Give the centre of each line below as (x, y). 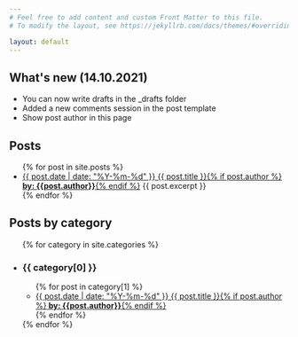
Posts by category (61, 223)
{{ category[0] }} (59, 267)
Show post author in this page (77, 118)
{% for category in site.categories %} (90, 244)
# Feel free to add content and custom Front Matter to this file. (137, 17)
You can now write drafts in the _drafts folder (104, 99)
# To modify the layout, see (63, 26)
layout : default (39, 42)
